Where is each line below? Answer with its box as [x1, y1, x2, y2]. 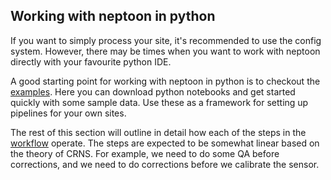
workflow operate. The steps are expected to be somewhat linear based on [10, 137, 320, 149]
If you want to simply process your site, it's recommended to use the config [10, 34, 322, 46]
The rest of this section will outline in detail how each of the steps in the [10, 126, 307, 138]
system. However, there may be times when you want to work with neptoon [10, 45, 321, 57]
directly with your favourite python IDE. [10, 55, 172, 68]
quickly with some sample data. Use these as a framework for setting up [10, 96, 309, 108]
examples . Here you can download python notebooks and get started [10, 85, 296, 98]
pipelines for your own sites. [10, 107, 127, 119]
